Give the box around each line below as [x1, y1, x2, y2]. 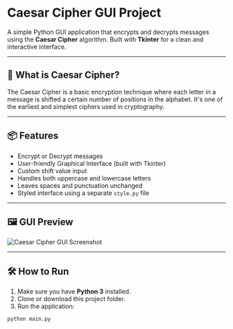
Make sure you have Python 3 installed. [17, 287, 131, 296]
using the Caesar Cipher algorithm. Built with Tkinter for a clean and [7, 35, 204, 43]
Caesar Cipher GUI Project [7, 5, 162, 21]
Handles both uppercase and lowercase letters [17, 174, 151, 182]
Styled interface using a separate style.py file [17, 189, 150, 197]
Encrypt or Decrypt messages [17, 151, 103, 160]
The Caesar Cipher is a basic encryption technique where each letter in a [7, 87, 216, 96]
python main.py [7, 316, 51, 323]
